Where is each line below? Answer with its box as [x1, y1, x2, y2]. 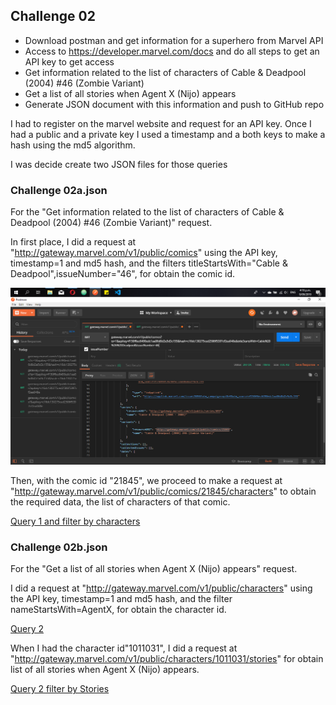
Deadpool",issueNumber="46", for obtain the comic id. [10, 268, 236, 280]
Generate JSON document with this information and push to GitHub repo [24, 98, 325, 110]
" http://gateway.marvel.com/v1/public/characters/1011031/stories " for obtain [10, 653, 324, 665]
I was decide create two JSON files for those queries [10, 158, 228, 170]
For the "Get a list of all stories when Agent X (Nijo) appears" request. [10, 563, 298, 575]
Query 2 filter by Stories [10, 683, 110, 695]
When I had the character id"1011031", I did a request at [10, 642, 238, 654]
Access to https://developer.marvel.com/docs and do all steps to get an [24, 45, 320, 57]
